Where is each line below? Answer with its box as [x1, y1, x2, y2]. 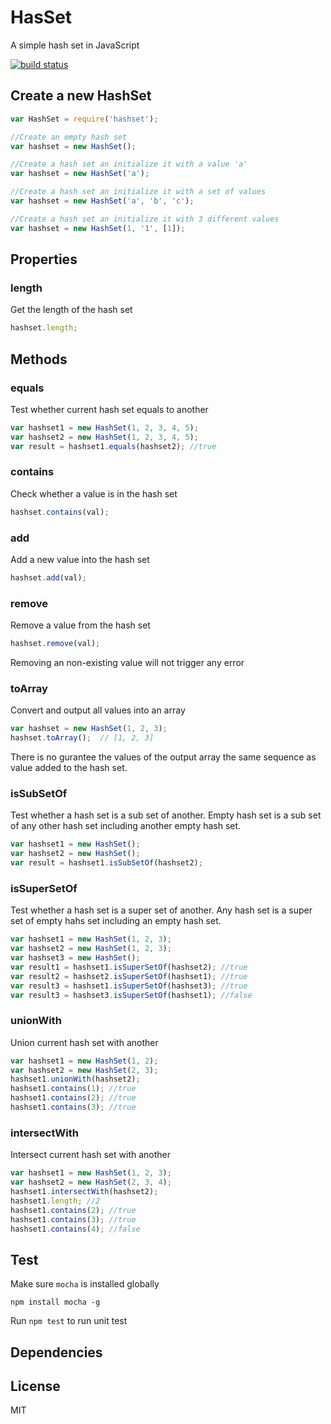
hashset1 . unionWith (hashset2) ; [10, 1074, 141, 1085]
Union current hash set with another [10, 1036, 159, 1048]
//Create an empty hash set [10, 132, 128, 142]
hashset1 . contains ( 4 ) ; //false [10, 1224, 141, 1234]
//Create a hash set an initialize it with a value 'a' [10, 159, 248, 170]
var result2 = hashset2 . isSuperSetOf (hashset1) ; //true [10, 971, 248, 981]
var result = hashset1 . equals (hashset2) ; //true [10, 441, 217, 451]
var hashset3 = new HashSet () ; [10, 953, 141, 963]
